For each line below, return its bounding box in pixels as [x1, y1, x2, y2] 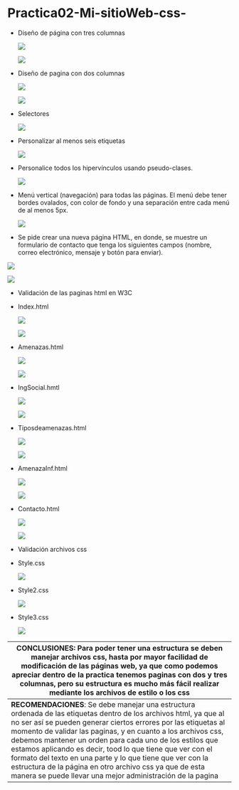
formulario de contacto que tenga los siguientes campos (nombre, [17, 240, 212, 249]
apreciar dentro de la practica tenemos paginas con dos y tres [11, 670, 228, 680]
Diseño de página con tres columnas [17, 28, 126, 37]
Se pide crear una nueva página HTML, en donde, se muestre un [17, 233, 208, 241]
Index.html [17, 302, 49, 311]
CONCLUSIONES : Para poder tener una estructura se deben [16, 643, 223, 653]
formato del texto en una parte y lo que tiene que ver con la [11, 752, 208, 762]
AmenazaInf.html [17, 464, 68, 472]
